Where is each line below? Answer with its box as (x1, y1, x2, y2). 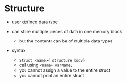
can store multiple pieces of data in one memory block (11, 28, 122, 34)
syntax (11, 47, 25, 53)
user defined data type (11, 19, 58, 25)
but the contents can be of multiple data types (19, 38, 113, 44)
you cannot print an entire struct (19, 72, 84, 78)
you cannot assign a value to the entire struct (19, 67, 111, 73)
